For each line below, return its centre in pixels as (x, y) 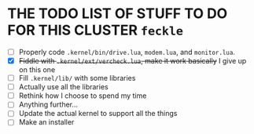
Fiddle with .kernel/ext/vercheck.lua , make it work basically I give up (133, 61)
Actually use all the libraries (63, 87)
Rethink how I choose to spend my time (83, 96)
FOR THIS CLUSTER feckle (96, 30)
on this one (37, 70)
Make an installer (46, 122)
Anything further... (48, 105)
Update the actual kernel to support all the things (98, 114)
